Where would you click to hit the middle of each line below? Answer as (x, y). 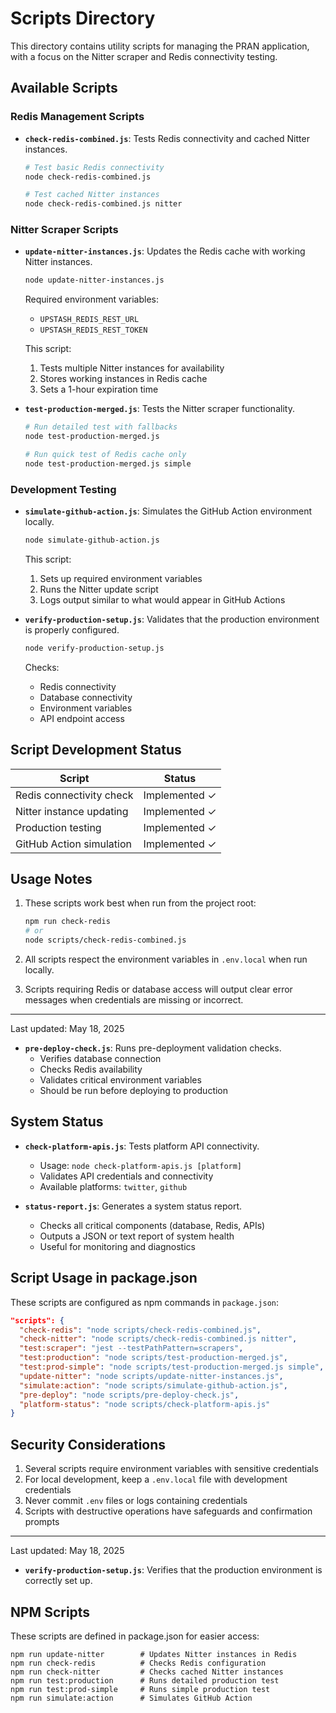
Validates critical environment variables (120, 1080)
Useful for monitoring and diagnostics (117, 1246)
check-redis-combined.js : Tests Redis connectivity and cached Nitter (167, 138)
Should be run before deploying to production (134, 1091)
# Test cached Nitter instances (92, 195)
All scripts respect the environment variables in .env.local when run (166, 959)
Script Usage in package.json (104, 1278)
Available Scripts (64, 88)
